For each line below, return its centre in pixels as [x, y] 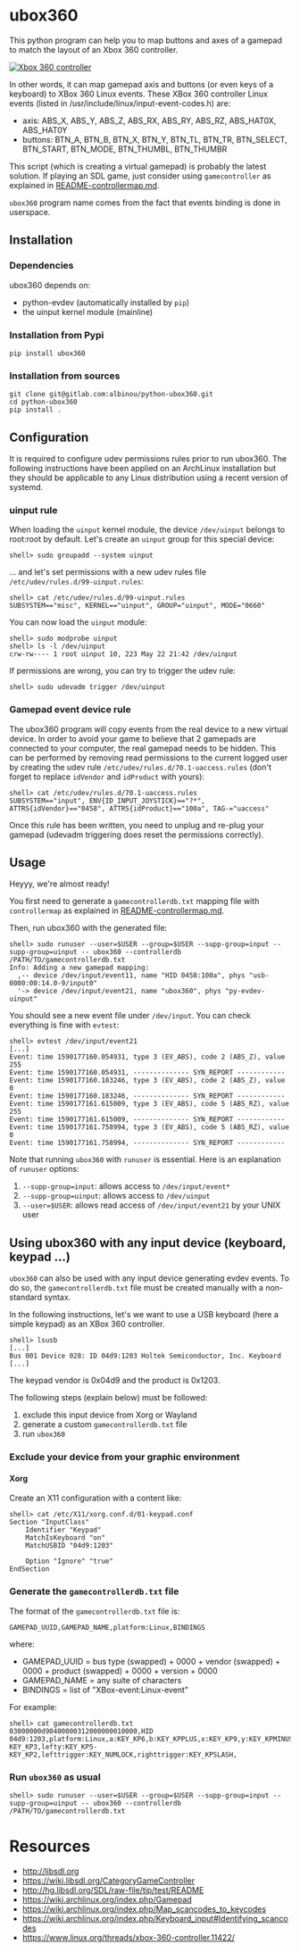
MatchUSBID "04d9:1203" [70, 1546]
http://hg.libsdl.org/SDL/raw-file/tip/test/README [113, 1890]
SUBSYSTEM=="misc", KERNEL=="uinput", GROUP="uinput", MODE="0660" [137, 606]
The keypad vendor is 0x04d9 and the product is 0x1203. [115, 1381]
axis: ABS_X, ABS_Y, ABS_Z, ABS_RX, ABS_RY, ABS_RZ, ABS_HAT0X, [149, 120]
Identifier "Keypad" [63, 1530]
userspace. [30, 212]
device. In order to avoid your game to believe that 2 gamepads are [133, 738]
